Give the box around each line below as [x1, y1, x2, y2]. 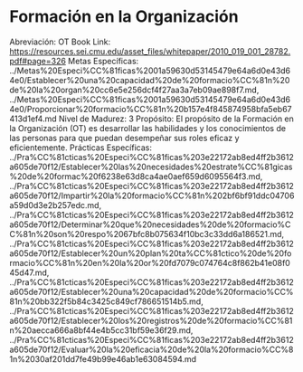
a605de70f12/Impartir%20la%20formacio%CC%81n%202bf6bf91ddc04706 [9, 190, 295, 201]
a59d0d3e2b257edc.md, [9, 199, 102, 210]
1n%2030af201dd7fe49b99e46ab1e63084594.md [9, 353, 197, 364]
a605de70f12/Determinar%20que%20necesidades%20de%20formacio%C [9, 219, 291, 230]
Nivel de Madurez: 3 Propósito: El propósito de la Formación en [58, 113, 294, 124]
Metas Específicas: [67, 55, 139, 66]
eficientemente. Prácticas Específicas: [9, 142, 152, 153]
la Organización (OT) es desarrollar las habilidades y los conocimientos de [9, 122, 287, 133]
